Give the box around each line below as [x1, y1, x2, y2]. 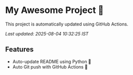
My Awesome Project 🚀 [5, 4, 104, 16]
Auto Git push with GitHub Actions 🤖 [12, 63, 88, 69]
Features [5, 45, 34, 54]
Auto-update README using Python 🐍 [12, 58, 92, 64]
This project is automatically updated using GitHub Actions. [5, 21, 128, 27]
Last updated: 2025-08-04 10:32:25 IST [5, 30, 89, 36]
